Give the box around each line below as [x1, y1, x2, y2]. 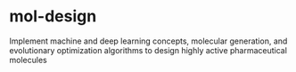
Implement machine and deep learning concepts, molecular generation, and [9, 36, 288, 46]
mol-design [9, 6, 97, 27]
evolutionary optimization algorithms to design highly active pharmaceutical [9, 44, 288, 55]
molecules [9, 54, 47, 65]
